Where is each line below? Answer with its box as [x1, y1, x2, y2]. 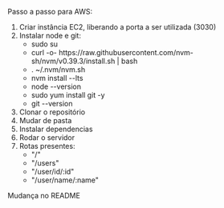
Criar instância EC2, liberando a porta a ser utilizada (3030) [18, 22, 217, 31]
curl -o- [31, 48, 57, 57]
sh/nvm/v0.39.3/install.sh [31, 56, 116, 66]
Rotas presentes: [18, 142, 75, 150]
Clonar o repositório [18, 107, 86, 117]
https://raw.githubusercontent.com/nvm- [58, 48, 194, 57]
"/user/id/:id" [31, 167, 75, 176]
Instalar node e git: [18, 31, 82, 40]
